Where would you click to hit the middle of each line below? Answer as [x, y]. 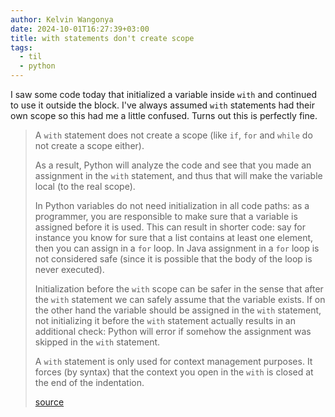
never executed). [69, 269]
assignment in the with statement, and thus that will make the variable [178, 175]
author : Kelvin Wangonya [62, 19]
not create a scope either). [89, 145]
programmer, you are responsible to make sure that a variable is [166, 216]
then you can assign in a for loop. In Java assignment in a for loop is [177, 248]
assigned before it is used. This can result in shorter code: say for [170, 227]
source [49, 402]
